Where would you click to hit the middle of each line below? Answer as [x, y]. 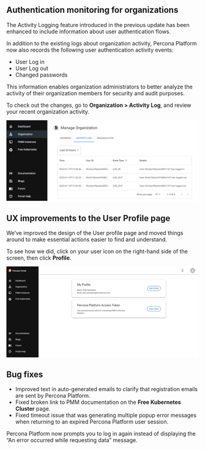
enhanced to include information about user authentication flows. [89, 31]
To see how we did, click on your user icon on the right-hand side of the [97, 252]
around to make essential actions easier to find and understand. [87, 239]
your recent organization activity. [48, 111]
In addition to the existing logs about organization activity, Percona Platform [102, 43]
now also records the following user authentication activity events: [90, 50]
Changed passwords [41, 75]
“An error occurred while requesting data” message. [72, 440]
